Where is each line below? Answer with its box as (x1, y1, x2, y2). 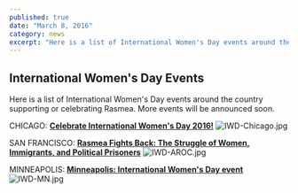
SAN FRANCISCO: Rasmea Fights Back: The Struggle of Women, (9, 138, 250, 149)
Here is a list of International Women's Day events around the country (9, 94, 263, 104)
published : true (9, 12, 69, 22)
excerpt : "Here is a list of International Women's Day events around (9, 37, 276, 47)
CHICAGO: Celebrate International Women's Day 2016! (9, 120, 215, 131)
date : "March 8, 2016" (9, 21, 93, 30)
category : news (9, 29, 66, 38)
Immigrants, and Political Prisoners (9, 147, 142, 158)
